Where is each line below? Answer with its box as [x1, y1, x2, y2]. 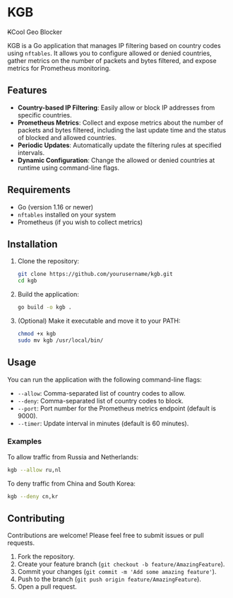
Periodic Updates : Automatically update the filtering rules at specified [17, 141, 222, 149]
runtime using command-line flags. [17, 163, 120, 172]
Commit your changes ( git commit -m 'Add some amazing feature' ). [17, 568, 217, 576]
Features [7, 84, 47, 96]
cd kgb [17, 277, 37, 284]
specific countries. [17, 110, 72, 119]
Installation [7, 238, 58, 250]
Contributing [7, 512, 65, 524]
